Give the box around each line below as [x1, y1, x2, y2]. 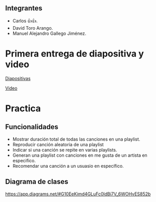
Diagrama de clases [5, 177, 69, 186]
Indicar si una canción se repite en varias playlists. [12, 147, 117, 153]
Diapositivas [5, 75, 31, 81]
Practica [5, 103, 41, 114]
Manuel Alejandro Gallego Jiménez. [12, 30, 87, 36]
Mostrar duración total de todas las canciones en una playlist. [12, 136, 140, 142]
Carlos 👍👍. [12, 18, 38, 24]
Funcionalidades [5, 123, 59, 131]
